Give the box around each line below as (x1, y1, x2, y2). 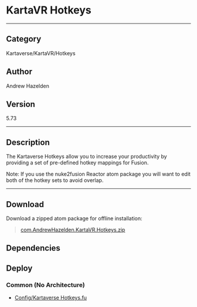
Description (6, 137, 50, 147)
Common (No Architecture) (6, 281, 85, 289)
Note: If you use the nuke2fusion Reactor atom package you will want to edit (6, 171, 191, 178)
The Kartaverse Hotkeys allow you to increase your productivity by (6, 153, 167, 160)
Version (6, 99, 35, 109)
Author (6, 67, 32, 77)
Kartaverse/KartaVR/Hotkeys (6, 49, 76, 56)
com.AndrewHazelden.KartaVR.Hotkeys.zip (20, 227, 125, 233)
